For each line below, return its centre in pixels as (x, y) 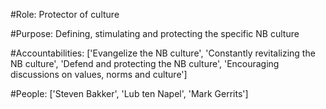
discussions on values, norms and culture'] (99, 74)
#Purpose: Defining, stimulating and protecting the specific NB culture (155, 33)
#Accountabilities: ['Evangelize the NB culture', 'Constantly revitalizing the (163, 53)
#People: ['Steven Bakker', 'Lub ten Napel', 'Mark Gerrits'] (129, 93)
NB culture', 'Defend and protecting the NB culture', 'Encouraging (145, 63)
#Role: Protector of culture (65, 14)
